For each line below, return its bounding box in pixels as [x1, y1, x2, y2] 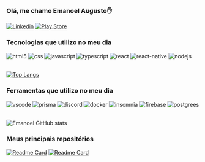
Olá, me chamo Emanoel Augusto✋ [6, 6, 112, 15]
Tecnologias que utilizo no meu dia [6, 38, 112, 47]
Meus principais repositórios [6, 135, 94, 144]
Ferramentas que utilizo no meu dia [6, 87, 113, 95]
